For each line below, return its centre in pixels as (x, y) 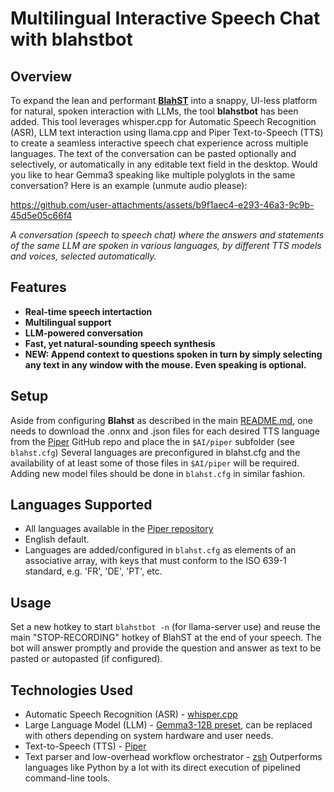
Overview (41, 76)
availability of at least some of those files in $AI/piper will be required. (155, 463)
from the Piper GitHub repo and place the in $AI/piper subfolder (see (152, 441)
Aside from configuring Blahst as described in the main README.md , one (162, 420)
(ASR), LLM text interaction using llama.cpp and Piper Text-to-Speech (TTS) (167, 132)
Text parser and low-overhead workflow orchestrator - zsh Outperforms (173, 757)
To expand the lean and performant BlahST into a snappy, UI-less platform (164, 100)
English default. (57, 539)
